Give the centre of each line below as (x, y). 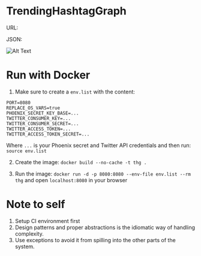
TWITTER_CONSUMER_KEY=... (38, 118)
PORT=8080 (19, 103)
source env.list (26, 151)
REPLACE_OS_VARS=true (33, 108)
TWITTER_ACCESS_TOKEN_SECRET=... (48, 134)
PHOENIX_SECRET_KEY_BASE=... (43, 113)
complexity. (29, 234)
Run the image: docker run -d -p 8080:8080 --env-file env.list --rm (103, 174)
